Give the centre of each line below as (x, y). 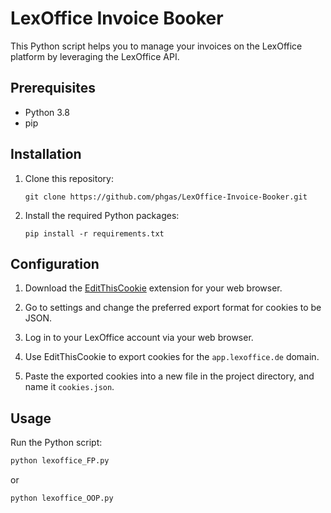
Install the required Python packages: (102, 215)
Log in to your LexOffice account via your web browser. (139, 338)
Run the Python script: (56, 443)
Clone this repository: (69, 178)
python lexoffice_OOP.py (62, 498)
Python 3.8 (47, 112)
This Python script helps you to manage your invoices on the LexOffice (156, 46)
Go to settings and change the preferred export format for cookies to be (173, 308)
